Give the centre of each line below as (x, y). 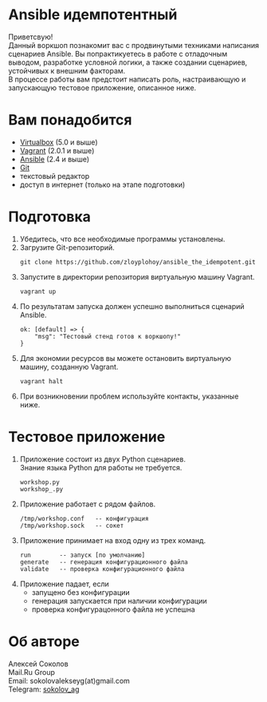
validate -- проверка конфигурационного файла (102, 569)
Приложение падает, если (64, 584)
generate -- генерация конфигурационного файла (104, 562)
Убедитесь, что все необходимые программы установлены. (122, 239)
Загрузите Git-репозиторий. (67, 247)
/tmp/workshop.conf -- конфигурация (84, 518)
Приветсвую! (31, 37)
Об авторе (44, 641)
